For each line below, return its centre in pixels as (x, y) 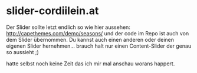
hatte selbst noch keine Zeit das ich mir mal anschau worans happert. (91, 64)
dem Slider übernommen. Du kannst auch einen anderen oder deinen (90, 39)
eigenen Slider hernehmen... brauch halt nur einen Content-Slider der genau (99, 46)
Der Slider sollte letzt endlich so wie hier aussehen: (68, 27)
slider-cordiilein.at (52, 11)
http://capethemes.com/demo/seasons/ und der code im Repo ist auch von (98, 33)
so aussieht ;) (23, 52)
